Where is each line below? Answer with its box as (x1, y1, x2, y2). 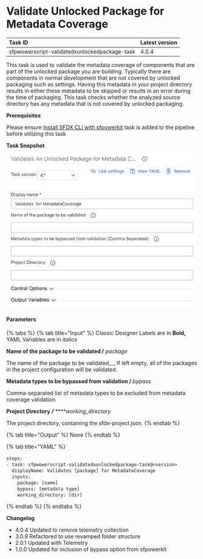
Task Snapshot (6, 142, 45, 150)
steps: (6, 455, 23, 462)
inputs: (12, 473, 32, 480)
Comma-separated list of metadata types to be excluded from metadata (6, 389, 186, 397)
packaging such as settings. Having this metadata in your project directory (6, 81, 193, 88)
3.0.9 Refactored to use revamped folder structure (15, 532, 141, 540)
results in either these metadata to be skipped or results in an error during (6, 87, 191, 95)
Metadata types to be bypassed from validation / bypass (6, 377, 151, 384)
